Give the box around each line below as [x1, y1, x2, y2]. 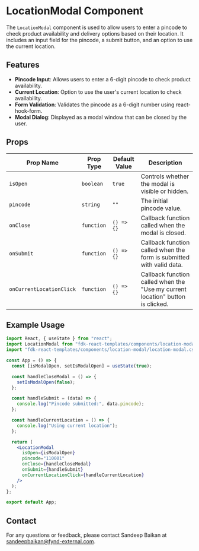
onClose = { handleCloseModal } [21, 461, 92, 467]
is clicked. [140, 300, 169, 308]
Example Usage [6, 319, 65, 330]
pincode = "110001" [21, 455, 65, 461]
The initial [140, 197, 168, 205]
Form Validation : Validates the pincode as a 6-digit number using [14, 101, 175, 108]
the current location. [6, 43, 56, 50]
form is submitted [140, 253, 190, 261]
